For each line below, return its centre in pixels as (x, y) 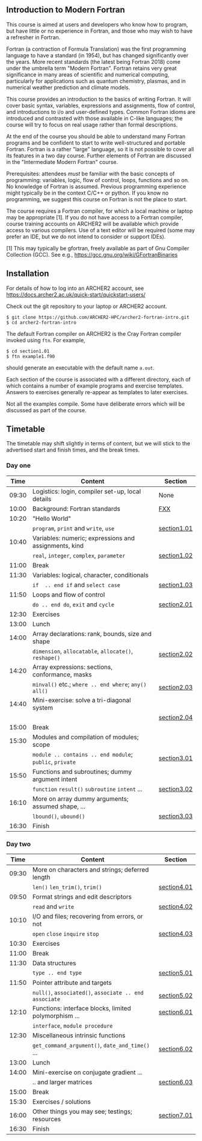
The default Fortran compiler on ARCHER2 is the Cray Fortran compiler (94, 333)
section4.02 (176, 907)
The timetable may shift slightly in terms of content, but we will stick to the (98, 444)
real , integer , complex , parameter (79, 555)
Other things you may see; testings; (82, 1111)
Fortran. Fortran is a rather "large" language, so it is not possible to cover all (100, 149)
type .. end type (57, 973)
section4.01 (176, 887)
